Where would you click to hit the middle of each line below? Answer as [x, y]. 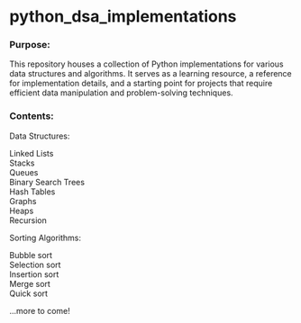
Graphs [23, 201]
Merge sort [30, 283]
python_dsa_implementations [123, 17]
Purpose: [30, 45]
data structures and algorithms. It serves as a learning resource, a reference [151, 74]
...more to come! [40, 310]
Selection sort [35, 265]
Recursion [28, 220]
